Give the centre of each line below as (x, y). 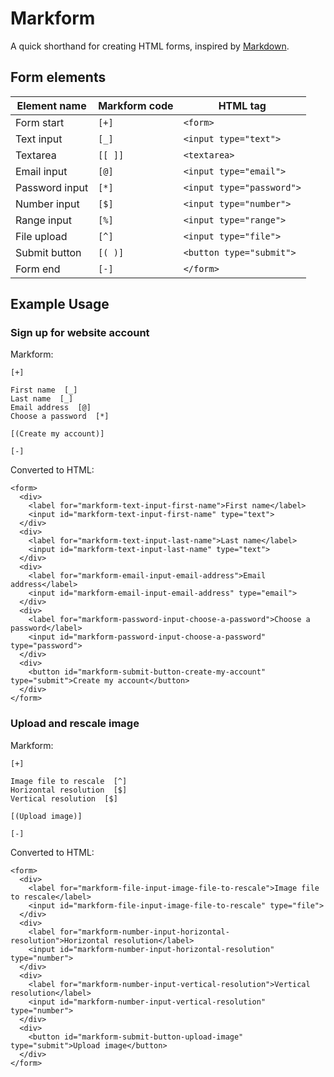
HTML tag (242, 105)
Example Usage (60, 304)
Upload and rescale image (75, 724)
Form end (38, 269)
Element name (51, 105)
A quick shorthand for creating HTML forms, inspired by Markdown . (150, 46)
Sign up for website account (80, 333)
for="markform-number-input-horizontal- (144, 932)
